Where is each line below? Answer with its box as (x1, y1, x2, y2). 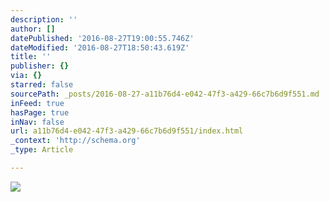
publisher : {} (10, 61, 70, 71)
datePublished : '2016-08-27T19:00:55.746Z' (10, 33, 195, 43)
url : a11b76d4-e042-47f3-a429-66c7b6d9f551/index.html (10, 126, 244, 136)
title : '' (10, 52, 52, 62)
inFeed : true (10, 98, 65, 108)
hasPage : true (10, 107, 70, 118)
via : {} (10, 71, 43, 81)
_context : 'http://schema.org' (10, 136, 141, 146)
